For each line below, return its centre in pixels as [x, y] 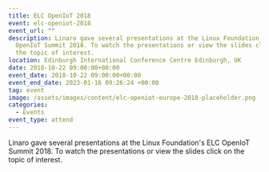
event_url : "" [32, 30]
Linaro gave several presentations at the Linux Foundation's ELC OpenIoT [129, 142]
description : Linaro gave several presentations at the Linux [114, 38]
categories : [28, 105]
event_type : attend [41, 120]
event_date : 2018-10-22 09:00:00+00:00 [75, 75]
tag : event [26, 90]
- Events [30, 113]
